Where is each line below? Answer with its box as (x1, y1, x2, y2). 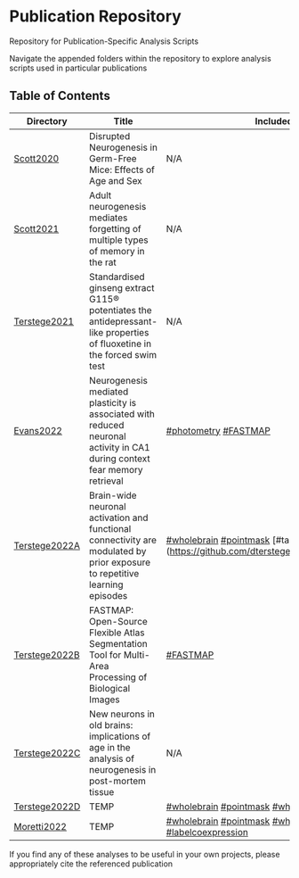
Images (88, 693, 120, 706)
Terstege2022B (13, 649, 80, 661)
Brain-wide (88, 489, 137, 501)
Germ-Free (88, 152, 137, 164)
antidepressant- (88, 315, 158, 327)
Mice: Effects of (88, 163, 156, 176)
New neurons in (88, 708, 156, 720)
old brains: (88, 718, 133, 731)
